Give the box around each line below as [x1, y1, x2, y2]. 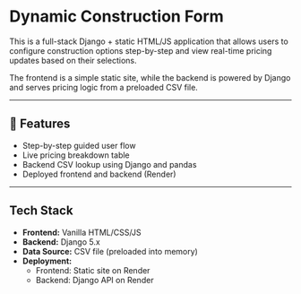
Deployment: [21, 255, 73, 266]
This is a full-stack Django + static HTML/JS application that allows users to [9, 36, 288, 47]
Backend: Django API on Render [35, 274, 154, 285]
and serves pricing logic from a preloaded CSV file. [9, 82, 199, 92]
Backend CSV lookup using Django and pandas [21, 159, 197, 169]
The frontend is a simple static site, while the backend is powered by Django [9, 72, 291, 82]
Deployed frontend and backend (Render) [21, 169, 176, 179]
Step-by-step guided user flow [21, 140, 136, 151]
